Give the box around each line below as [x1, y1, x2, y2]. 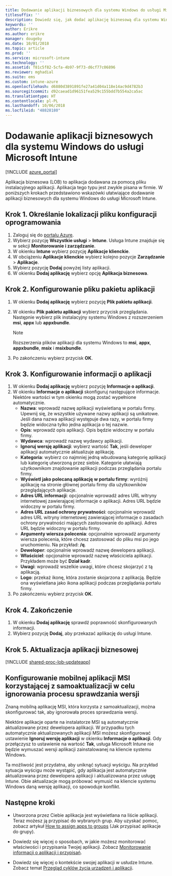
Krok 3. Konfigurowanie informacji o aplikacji [5, 370, 152, 378]
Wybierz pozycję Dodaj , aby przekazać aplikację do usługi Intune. [12, 630, 152, 636]
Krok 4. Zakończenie [5, 606, 73, 614]
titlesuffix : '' [5, 12, 40, 17]
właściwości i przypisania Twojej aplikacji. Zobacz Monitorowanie [12, 844, 151, 850]
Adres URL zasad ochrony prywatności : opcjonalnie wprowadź [20, 509, 156, 515]
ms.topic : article [5, 46, 45, 51]
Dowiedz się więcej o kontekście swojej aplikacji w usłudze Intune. [12, 859, 154, 865]
